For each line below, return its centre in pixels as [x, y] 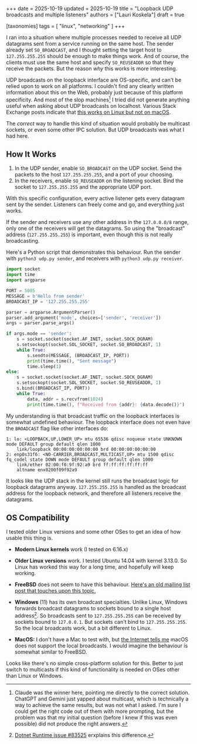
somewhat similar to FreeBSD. [51, 652]
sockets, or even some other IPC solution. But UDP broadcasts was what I [95, 130]
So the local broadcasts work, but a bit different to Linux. [83, 628]
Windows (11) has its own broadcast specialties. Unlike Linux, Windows [101, 602]
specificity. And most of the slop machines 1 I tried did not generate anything [98, 99]
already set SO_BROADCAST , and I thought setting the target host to [84, 50]
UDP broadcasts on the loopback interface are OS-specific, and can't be [94, 80]
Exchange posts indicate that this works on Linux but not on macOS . [89, 112]
